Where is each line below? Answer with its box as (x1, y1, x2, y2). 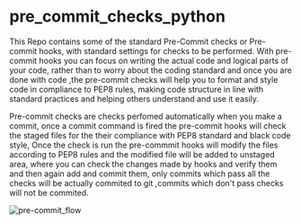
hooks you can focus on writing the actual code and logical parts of (39, 55, 289, 66)
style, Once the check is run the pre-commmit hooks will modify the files (9, 139, 279, 150)
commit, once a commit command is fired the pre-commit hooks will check (9, 120, 287, 131)
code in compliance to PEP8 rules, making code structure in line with (9, 84, 264, 94)
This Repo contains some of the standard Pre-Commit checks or (9, 36, 248, 47)
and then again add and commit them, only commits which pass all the (9, 168, 270, 179)
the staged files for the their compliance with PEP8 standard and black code (9, 130, 291, 140)
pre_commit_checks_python (9, 6, 226, 27)
